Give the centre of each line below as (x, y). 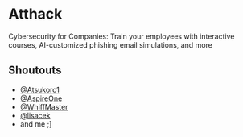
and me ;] (36, 124)
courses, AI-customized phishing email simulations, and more (111, 44)
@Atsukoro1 (40, 89)
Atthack (35, 14)
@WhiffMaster (44, 106)
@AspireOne (41, 98)
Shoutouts (35, 71)
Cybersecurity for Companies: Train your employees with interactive (121, 36)
